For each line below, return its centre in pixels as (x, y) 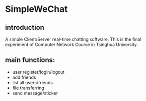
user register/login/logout (38, 72)
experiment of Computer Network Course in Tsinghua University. (72, 45)
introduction (25, 27)
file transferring (28, 88)
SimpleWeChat (36, 9)
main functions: (30, 60)
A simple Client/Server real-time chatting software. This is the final (73, 39)
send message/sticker (35, 93)
